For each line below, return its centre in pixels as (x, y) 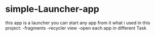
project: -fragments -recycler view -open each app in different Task (76, 28)
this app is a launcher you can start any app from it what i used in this (78, 23)
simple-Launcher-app (52, 9)
